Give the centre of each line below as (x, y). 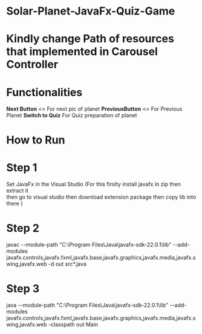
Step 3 (23, 288)
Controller (32, 64)
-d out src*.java (67, 264)
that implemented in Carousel (82, 52)
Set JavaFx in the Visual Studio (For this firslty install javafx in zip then (94, 184)
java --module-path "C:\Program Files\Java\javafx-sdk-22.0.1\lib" (87, 305)
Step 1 (22, 167)
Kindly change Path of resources (90, 39)
